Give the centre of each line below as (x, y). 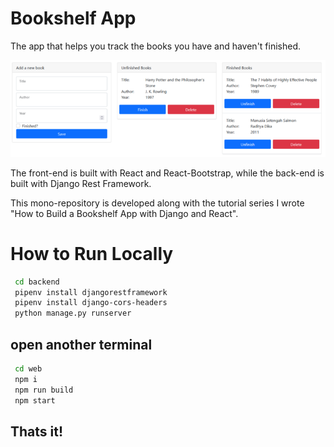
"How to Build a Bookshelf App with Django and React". (124, 213)
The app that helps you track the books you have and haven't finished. (156, 46)
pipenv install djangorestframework (91, 292)
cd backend (37, 282)
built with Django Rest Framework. (81, 183)
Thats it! (37, 431)
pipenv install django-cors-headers (91, 303)
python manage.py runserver (73, 313)
